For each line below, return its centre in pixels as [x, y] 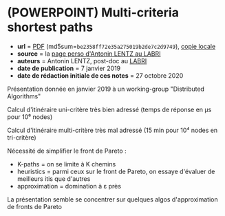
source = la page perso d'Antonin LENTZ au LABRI [89, 54]
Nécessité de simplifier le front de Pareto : [67, 151]
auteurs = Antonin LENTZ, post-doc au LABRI [82, 61]
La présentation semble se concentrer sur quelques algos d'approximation [112, 199]
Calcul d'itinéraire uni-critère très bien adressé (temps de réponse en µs [109, 109]
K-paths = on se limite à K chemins [66, 164]
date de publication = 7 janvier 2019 [69, 68]
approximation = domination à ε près [69, 186]
